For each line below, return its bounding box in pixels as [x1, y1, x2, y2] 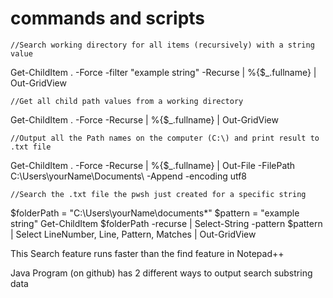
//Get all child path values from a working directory [10, 96, 244, 106]
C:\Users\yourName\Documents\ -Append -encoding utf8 [10, 170, 248, 182]
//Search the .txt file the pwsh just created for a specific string [10, 189, 307, 199]
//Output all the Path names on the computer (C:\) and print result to [10, 133, 320, 143]
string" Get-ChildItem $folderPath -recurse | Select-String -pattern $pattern [10, 217, 323, 229]
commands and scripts [10, 7, 206, 30]
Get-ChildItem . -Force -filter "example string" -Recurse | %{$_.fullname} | [10, 66, 317, 78]
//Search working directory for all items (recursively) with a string [10, 40, 315, 50]
